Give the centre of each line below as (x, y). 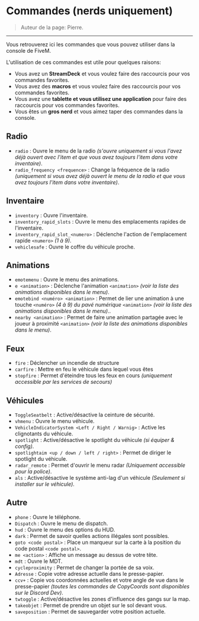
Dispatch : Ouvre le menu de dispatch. (61, 523)
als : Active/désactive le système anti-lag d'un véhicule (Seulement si (100, 478)
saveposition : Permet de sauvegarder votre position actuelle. (90, 612)
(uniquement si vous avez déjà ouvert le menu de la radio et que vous (100, 176)
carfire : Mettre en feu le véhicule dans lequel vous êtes (84, 370)
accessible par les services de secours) (63, 382)
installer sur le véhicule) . (45, 484)
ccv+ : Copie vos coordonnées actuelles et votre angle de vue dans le (99, 580)
